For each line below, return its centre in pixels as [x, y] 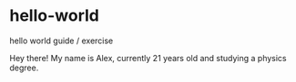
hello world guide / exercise [61, 41]
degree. [24, 68]
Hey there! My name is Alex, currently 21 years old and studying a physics [148, 58]
